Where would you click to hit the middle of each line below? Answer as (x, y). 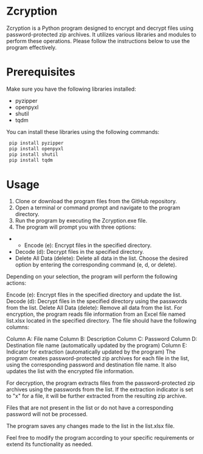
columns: (18, 327)
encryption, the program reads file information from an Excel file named (96, 314)
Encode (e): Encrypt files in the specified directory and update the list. (94, 295)
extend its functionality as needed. (50, 444)
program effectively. (32, 47)
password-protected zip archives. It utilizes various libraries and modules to (101, 34)
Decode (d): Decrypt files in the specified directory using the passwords (97, 301)
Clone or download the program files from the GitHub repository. (96, 201)
